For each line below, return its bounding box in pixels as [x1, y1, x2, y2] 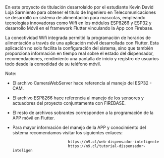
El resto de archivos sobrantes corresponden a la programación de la [12, 110, 154, 116]
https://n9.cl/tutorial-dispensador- [67, 144, 146, 149]
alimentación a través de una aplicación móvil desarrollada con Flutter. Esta [5, 40, 159, 46]
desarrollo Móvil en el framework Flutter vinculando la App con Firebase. [5, 25, 154, 31]
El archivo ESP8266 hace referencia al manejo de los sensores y [12, 95, 144, 101]
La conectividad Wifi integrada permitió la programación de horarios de [5, 35, 151, 40]
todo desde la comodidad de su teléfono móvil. [5, 61, 101, 67]
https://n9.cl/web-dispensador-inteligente [67, 139, 160, 144]
